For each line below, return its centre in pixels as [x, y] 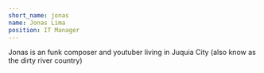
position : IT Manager [44, 30]
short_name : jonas [39, 15]
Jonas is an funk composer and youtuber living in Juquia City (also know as [132, 53]
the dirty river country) [45, 60]
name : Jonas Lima [37, 23]
